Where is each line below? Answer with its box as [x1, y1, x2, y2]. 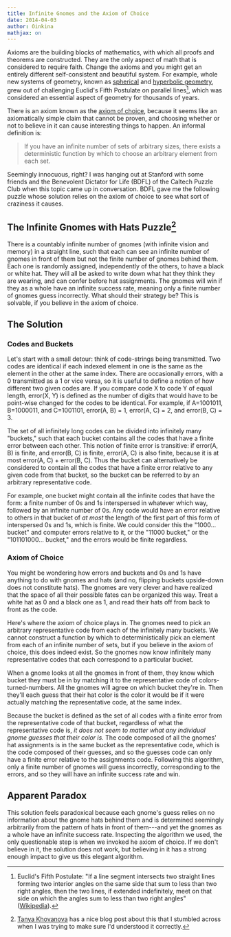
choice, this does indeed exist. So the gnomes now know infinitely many [7, 648, 212, 656]
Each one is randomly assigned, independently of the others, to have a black [7, 262, 224, 270]
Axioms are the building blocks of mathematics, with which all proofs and [7, 48, 214, 57]
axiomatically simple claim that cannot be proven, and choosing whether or [7, 114, 220, 122]
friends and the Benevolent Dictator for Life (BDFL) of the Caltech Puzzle [7, 177, 214, 186]
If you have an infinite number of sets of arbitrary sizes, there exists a [23, 142, 221, 150]
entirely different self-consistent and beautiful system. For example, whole [7, 70, 218, 79]
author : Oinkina [7, 23, 54, 30]
